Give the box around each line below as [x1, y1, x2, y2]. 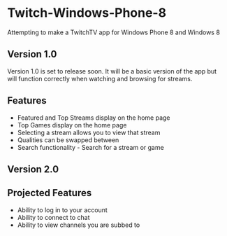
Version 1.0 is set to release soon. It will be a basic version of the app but [7, 67, 217, 75]
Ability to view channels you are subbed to [17, 221, 140, 229]
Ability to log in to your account [17, 205, 108, 214]
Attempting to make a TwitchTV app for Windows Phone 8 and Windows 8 [7, 28, 220, 36]
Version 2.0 [7, 163, 59, 175]
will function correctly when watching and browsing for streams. [7, 74, 193, 83]
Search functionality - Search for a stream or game [17, 143, 164, 151]
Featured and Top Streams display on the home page [17, 113, 170, 122]
